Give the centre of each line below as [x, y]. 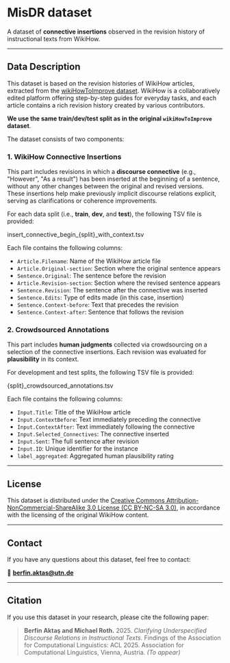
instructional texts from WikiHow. [54, 38]
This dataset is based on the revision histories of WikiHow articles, [101, 83]
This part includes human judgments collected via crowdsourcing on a [107, 345]
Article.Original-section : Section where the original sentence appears [119, 268]
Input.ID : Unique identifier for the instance [77, 449]
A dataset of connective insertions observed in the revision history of [106, 32]
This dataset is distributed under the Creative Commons [86, 501]
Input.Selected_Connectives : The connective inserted [93, 434]
